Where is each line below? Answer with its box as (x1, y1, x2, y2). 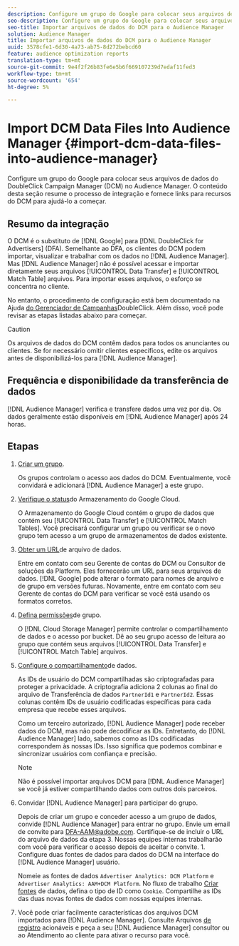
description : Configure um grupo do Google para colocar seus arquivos (7, 10, 224, 18)
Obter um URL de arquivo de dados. (17, 545, 122, 554)
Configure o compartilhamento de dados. (17, 661, 137, 669)
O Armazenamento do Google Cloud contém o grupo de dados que (17, 508, 215, 517)
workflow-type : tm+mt (7, 70, 72, 77)
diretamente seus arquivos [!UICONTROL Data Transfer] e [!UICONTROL (7, 267, 220, 275)
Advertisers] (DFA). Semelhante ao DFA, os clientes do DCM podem (7, 244, 206, 253)
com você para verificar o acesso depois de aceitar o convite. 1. (17, 843, 206, 851)
